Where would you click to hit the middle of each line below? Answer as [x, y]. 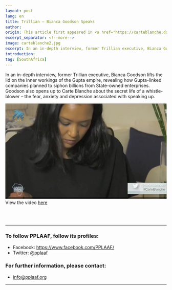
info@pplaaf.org [30, 277]
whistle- [154, 91]
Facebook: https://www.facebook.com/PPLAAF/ [63, 247]
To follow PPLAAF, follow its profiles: [52, 236]
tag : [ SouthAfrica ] [26, 59]
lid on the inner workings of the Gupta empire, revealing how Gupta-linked [83, 80]
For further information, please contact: [56, 266]
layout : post [19, 11]
